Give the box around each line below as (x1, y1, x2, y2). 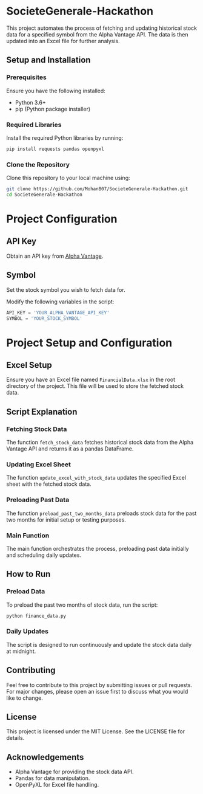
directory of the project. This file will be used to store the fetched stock (6, 382, 184, 390)
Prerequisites (6, 73, 47, 81)
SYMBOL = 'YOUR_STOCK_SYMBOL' (6, 315, 83, 322)
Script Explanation (6, 406, 78, 417)
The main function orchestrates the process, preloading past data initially (6, 545, 189, 552)
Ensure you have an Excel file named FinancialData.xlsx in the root (6, 376, 176, 384)
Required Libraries (6, 120, 62, 129)
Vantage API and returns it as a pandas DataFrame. (6, 445, 134, 452)
